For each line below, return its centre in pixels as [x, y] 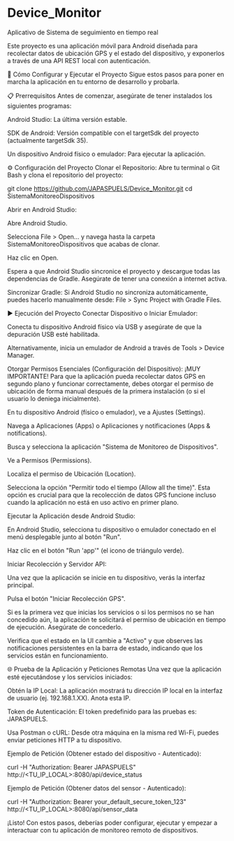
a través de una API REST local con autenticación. [79, 60]
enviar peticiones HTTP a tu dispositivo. [65, 739]
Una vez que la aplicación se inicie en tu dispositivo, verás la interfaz [106, 577]
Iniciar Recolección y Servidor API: [57, 564]
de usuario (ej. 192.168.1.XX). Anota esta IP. [69, 697]
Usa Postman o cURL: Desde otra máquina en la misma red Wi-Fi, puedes [113, 732]
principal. [21, 585]
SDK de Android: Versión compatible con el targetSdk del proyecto [103, 133]
